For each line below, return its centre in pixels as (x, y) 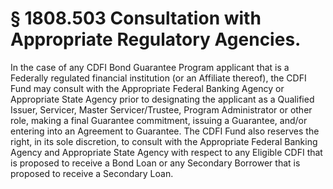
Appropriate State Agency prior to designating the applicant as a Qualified (162, 99)
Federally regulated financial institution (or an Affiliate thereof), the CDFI (158, 78)
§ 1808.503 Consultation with (136, 18)
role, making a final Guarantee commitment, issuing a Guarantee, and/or (159, 120)
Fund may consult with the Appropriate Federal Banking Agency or (147, 88)
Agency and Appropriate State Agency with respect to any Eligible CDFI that (166, 152)
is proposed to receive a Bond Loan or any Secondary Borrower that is (155, 163)
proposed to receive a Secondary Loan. (92, 173)
